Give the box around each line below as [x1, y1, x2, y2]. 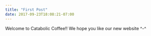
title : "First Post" [5, 7, 48, 12]
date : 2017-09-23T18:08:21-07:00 [5, 12, 75, 17]
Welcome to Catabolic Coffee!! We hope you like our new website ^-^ [5, 25, 147, 31]
